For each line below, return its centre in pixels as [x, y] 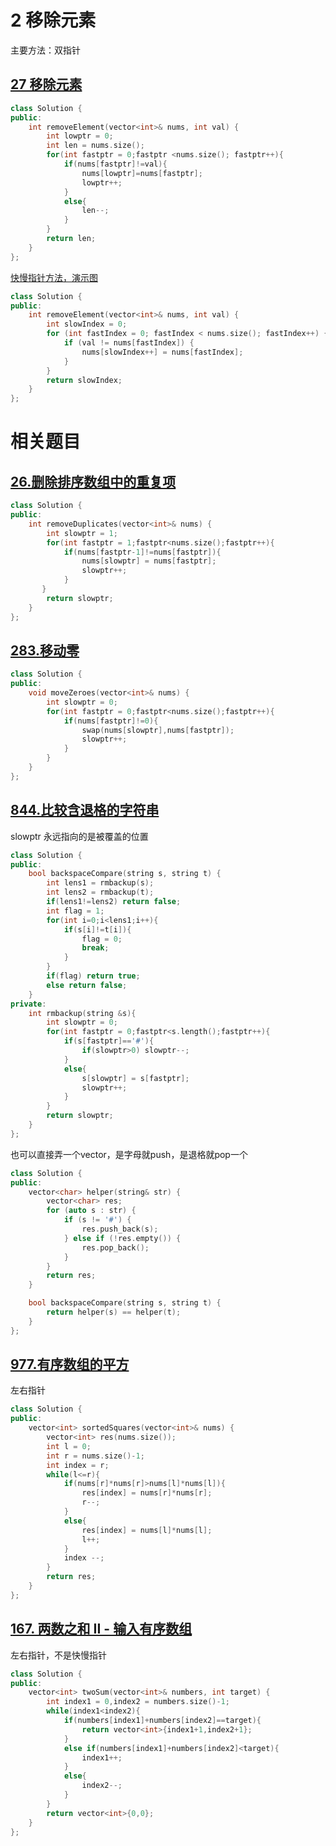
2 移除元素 [53, 20]
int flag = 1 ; [75, 911]
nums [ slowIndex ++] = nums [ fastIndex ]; [162, 352]
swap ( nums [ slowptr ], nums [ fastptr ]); [158, 730]
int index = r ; [78, 1465]
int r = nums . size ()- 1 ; [95, 1456]
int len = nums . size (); [95, 146]
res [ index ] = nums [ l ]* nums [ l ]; [147, 1530]
